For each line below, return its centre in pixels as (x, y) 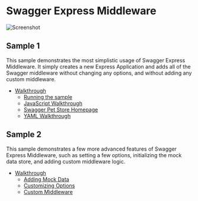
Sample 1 (23, 46)
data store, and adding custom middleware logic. (66, 161)
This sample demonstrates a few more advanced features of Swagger (91, 149)
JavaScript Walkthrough (53, 103)
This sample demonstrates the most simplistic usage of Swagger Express (96, 60)
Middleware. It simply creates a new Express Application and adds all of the (98, 66)
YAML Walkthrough (47, 116)
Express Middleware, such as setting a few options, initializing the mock (94, 155)
